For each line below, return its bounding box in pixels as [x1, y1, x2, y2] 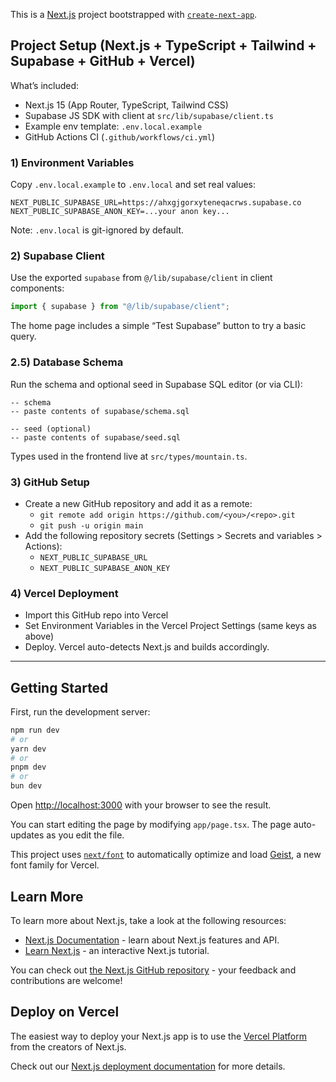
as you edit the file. [46, 829, 125, 841]
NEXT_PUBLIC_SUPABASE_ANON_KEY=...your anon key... [10, 207, 230, 217]
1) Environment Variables [10, 155, 135, 169]
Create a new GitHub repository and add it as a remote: [24, 497, 253, 509]
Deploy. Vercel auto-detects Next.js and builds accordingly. [24, 641, 270, 653]
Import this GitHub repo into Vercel [24, 609, 169, 621]
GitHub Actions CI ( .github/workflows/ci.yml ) [24, 130, 215, 143]
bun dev [10, 781, 43, 791]
